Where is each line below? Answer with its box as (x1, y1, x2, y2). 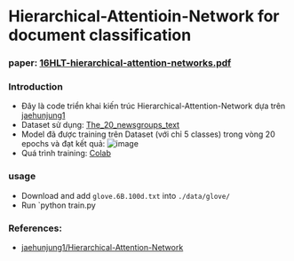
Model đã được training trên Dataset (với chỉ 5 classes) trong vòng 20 (20, 129, 276, 139)
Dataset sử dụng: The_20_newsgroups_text (20, 120, 179, 130)
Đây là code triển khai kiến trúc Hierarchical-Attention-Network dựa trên (20, 100, 286, 112)
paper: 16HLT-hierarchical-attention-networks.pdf (8, 57, 232, 69)
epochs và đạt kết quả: (20, 138, 106, 149)
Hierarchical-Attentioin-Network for (8, 6, 280, 27)
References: (8, 222, 63, 234)
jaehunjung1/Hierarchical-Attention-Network (20, 242, 184, 252)
